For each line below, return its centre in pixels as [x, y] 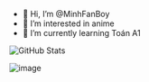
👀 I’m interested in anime [68, 23]
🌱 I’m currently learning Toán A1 [82, 33]
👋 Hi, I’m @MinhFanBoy [66, 14]
